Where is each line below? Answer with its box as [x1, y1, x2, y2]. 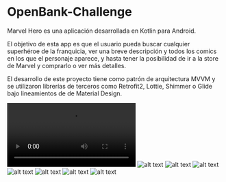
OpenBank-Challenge [7, 4, 132, 20]
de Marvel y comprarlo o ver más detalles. [7, 61, 127, 70]
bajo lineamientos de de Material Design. [7, 89, 123, 97]
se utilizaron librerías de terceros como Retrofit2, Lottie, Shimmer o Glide [7, 82, 212, 90]
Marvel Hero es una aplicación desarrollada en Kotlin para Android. [7, 27, 197, 35]
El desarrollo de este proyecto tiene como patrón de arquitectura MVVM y [7, 74, 216, 82]
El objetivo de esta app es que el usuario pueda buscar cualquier [7, 40, 190, 48]
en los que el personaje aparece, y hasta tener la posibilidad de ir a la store [7, 54, 219, 62]
